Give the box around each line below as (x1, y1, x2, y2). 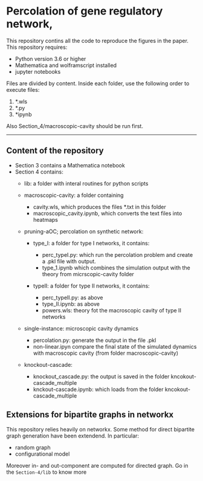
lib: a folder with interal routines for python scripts (24, 179, 149, 187)
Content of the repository (6, 146, 104, 156)
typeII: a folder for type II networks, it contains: (33, 282, 150, 289)
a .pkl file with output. (42, 257, 97, 265)
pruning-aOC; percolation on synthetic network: (24, 228, 144, 235)
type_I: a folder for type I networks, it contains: (33, 239, 150, 247)
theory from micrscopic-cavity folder (42, 270, 135, 277)
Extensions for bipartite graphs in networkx (6, 410, 174, 420)
